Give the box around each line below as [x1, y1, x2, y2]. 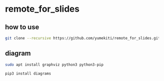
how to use [5, 23, 40, 31]
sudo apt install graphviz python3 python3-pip [5, 62, 104, 67]
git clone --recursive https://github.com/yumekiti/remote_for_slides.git [5, 36, 161, 40]
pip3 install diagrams [5, 71, 51, 76]
